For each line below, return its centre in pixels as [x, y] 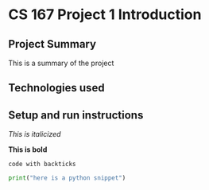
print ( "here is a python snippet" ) [67, 178]
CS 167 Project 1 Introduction [105, 15]
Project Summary [52, 44]
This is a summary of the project [61, 63]
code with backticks [43, 165]
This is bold [28, 149]
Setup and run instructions [76, 115]
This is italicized [35, 134]
